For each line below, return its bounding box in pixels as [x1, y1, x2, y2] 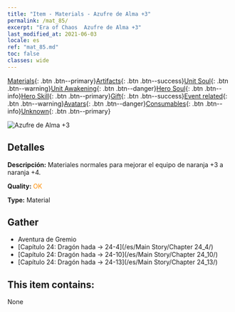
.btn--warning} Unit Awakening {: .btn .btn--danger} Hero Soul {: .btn [7, 84, 204, 93]
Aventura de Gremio [17, 235, 77, 243]
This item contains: [7, 278, 95, 291]
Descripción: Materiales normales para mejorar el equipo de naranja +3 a [7, 160, 224, 168]
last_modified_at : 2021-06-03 [7, 30, 98, 38]
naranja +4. [7, 168, 41, 176]
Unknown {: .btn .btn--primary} [21, 106, 111, 115]
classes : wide [7, 57, 50, 64]
